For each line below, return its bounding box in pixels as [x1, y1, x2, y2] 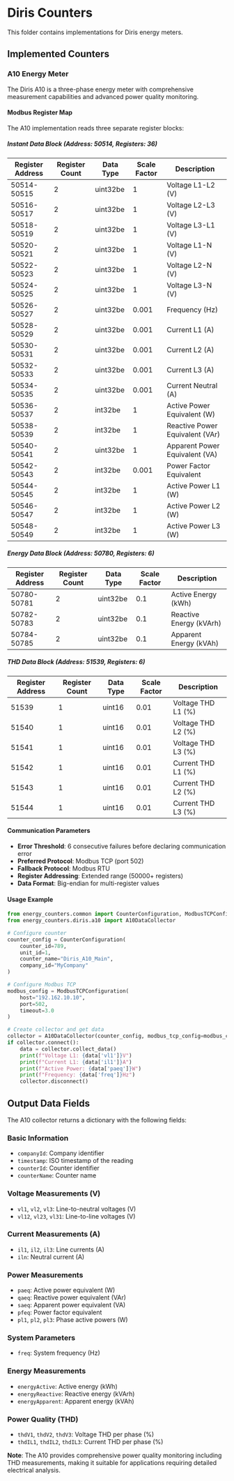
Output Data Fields [7, 1097, 91, 1109]
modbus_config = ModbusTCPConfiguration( [7, 987, 130, 995]
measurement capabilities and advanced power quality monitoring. [7, 92, 199, 100]
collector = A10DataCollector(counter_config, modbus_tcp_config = [7, 1032, 204, 1040]
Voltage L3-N [166, 280, 212, 290]
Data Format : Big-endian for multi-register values [17, 879, 160, 887]
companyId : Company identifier [17, 1149, 104, 1157]
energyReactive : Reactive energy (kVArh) [17, 1390, 135, 1398]
